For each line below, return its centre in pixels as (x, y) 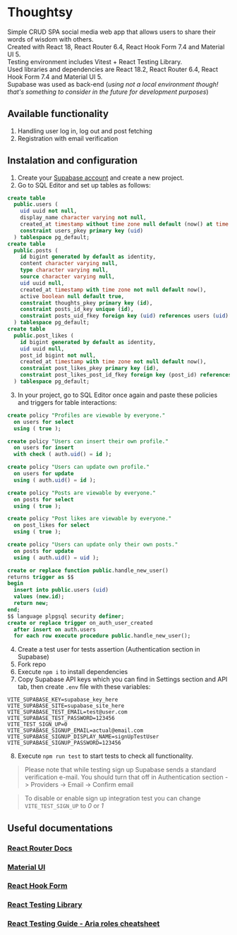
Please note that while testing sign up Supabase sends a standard (120, 770)
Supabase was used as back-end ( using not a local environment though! (113, 84)
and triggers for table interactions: (67, 402)
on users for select (44, 422)
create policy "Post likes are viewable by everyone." (90, 519)
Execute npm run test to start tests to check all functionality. (105, 756)
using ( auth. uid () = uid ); (56, 558)
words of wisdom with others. (50, 39)
